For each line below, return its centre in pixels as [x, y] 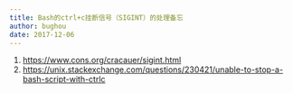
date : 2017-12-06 [42, 34]
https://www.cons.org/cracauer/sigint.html [102, 60]
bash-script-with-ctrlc [64, 79]
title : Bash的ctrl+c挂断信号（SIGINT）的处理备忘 [96, 18]
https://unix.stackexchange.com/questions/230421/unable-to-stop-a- [152, 70]
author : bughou [38, 26]
